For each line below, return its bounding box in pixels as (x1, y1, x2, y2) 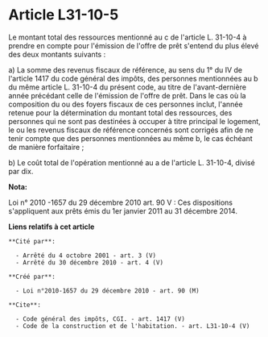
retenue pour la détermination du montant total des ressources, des (8, 107, 233, 118)
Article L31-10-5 (8, 6, 119, 24)
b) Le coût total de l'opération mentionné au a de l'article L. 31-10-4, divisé (8, 157, 255, 167)
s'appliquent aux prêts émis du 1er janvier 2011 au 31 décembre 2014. (8, 206, 237, 215)
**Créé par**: (8, 273, 56, 281)
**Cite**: (8, 301, 42, 309)
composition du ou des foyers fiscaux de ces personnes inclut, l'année (8, 99, 243, 109)
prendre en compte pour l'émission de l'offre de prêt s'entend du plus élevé (8, 40, 259, 50)
